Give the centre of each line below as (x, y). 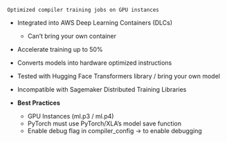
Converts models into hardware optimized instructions (94, 63)
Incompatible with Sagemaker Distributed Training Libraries (102, 89)
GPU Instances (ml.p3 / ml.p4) (71, 116)
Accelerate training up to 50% (60, 49)
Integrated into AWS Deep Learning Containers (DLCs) (95, 23)
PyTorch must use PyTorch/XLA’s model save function (105, 123)
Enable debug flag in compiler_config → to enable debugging (115, 131)
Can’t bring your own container (72, 36)
